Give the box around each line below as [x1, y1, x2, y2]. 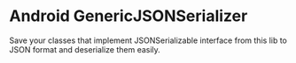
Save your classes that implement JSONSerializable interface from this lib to [9, 35, 288, 45]
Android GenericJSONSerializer [9, 6, 248, 26]
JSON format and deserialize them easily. [9, 44, 161, 54]
